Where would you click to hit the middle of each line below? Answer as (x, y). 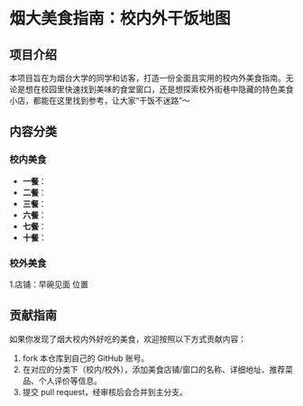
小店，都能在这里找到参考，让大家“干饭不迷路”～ (100, 101)
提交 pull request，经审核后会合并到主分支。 (105, 392)
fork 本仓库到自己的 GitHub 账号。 (86, 358)
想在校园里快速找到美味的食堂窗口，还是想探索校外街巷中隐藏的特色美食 (159, 89)
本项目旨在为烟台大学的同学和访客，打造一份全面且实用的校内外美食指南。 (147, 78)
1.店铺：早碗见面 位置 (49, 284)
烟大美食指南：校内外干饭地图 (120, 18)
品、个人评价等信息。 (62, 381)
